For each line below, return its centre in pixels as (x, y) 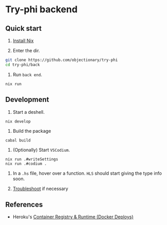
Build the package (32, 131)
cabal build (18, 140)
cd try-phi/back (23, 65)
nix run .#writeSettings (32, 159)
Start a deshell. (29, 112)
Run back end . (27, 74)
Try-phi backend (41, 9)
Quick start (24, 28)
